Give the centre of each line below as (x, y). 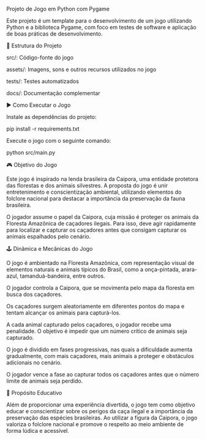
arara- (189, 269)
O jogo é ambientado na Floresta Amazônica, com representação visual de (100, 263)
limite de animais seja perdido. (45, 381)
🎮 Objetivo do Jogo (32, 165)
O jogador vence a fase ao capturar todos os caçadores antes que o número (103, 374)
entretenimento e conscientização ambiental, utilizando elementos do (94, 192)
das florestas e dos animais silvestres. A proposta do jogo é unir (87, 185)
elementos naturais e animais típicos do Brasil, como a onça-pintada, (93, 269)
